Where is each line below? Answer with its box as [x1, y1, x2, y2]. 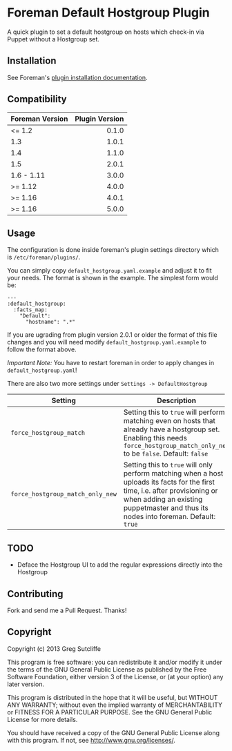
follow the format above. [7, 345, 77, 353]
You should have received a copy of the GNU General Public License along [7, 728, 220, 737]
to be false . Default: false [123, 449, 209, 458]
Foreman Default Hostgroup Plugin [7, 5, 211, 21]
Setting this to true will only [123, 460, 213, 470]
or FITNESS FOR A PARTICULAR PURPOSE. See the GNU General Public [7, 708, 213, 716]
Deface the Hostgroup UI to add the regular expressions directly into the [17, 560, 223, 569]
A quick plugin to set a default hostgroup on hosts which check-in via [7, 28, 205, 36]
